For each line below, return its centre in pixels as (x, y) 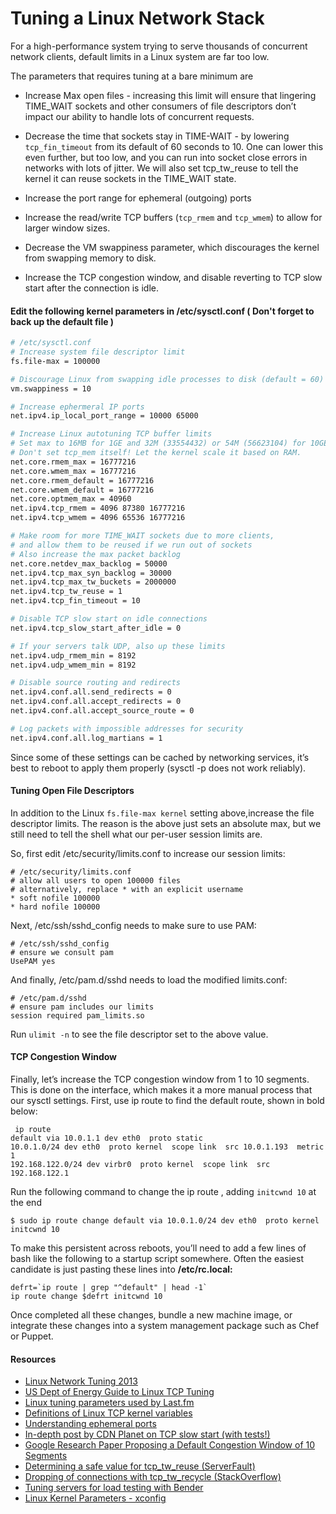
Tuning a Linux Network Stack (137, 18)
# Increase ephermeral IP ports (77, 407)
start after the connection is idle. (91, 288)
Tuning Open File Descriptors (72, 791)
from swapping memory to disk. (90, 258)
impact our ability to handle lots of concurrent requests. (139, 116)
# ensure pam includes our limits (82, 1007)
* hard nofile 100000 (55, 907)
